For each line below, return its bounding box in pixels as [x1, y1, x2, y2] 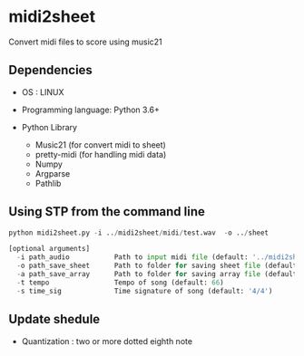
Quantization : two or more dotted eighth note [21, 335, 192, 346]
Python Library [21, 121, 78, 132]
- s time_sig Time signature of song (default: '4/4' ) [16, 286, 273, 295]
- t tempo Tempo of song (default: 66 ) [16, 278, 224, 287]
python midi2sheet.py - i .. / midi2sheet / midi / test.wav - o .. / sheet [8, 228, 270, 237]
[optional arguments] [8, 245, 91, 254]
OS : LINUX [21, 86, 64, 97]
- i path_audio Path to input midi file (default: [16, 253, 249, 262]
